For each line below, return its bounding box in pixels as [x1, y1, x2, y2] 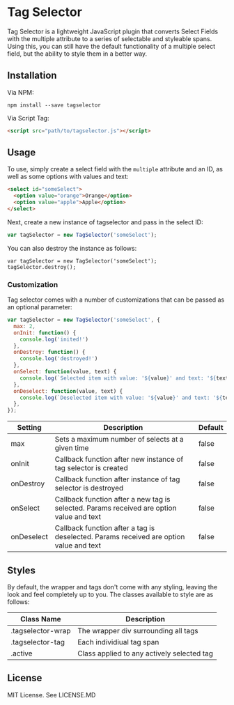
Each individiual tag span [77, 637, 159, 647]
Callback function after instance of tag [54, 474, 180, 484]
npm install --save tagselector [7, 102, 101, 109]
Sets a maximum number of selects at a [54, 435, 184, 444]
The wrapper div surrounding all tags [77, 626, 198, 636]
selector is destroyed [54, 483, 124, 493]
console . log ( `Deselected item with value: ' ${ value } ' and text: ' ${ [19, 394, 223, 401]
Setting [17, 423, 42, 433]
